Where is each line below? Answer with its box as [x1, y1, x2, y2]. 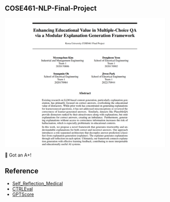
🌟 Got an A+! [5, 152, 32, 158]
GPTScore [12, 191, 34, 197]
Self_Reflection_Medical [12, 180, 63, 186]
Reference [5, 167, 39, 175]
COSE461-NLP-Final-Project [5, 4, 97, 13]
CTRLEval [12, 186, 33, 192]
